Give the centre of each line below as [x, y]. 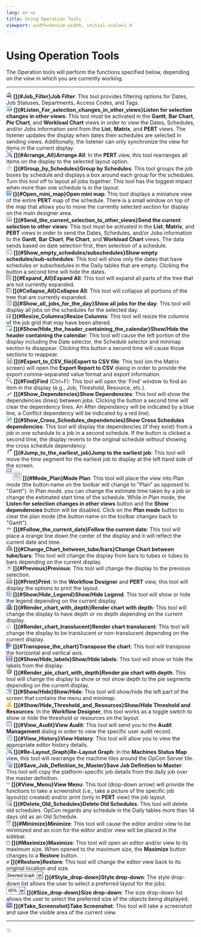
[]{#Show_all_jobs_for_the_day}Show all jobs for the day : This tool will [102, 304]
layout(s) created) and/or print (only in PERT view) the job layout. [86, 797]
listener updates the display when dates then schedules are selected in [94, 135]
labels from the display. [35, 666]
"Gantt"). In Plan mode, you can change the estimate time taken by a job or [98, 491]
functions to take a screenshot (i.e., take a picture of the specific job [90, 791]
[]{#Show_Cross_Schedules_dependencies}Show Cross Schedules [99, 420]
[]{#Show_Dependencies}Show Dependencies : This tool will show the [102, 394]
